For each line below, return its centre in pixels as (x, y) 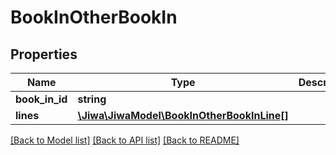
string (92, 99)
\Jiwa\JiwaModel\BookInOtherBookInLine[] (183, 115)
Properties (44, 54)
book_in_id (41, 99)
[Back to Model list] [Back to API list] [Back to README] (125, 140)
